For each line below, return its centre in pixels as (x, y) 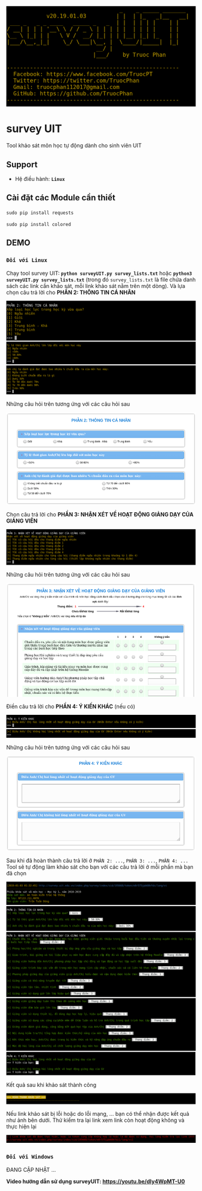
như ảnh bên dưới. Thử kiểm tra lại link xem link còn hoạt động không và (95, 1120)
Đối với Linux (27, 260)
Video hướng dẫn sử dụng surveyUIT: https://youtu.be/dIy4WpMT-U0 (96, 1181)
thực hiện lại (22, 1126)
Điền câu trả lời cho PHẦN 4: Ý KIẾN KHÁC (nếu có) (71, 706)
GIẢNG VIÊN (22, 521)
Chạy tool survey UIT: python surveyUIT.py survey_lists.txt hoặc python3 (99, 273)
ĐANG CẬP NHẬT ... (31, 1169)
